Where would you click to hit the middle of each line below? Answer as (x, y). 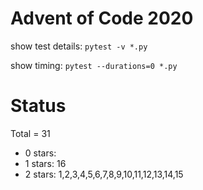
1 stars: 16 (45, 163)
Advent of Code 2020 (102, 18)
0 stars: (40, 153)
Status (38, 106)
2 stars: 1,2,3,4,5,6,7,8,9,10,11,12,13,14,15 (104, 174)
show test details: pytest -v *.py (79, 46)
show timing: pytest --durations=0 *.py (94, 65)
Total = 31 (30, 133)
